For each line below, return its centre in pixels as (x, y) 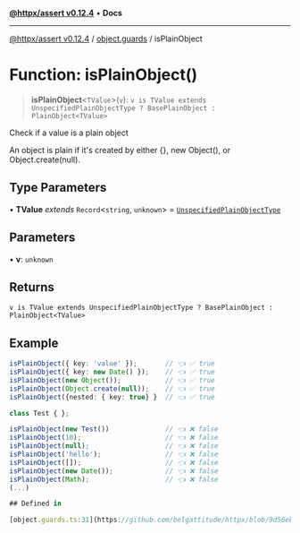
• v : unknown (31, 259)
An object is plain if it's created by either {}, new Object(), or (120, 150)
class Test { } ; (39, 413)
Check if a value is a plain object (69, 133)
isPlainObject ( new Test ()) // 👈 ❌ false (114, 429)
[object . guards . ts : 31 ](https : (66, 520)
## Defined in (36, 504)
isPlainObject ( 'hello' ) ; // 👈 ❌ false (114, 455)
